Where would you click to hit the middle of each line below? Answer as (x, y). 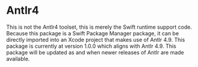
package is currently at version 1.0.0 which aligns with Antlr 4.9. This (91, 46)
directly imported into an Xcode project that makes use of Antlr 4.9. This (96, 39)
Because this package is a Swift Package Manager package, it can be (93, 33)
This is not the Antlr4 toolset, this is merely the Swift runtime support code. (99, 27)
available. (18, 59)
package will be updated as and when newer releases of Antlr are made (95, 52)
